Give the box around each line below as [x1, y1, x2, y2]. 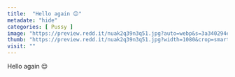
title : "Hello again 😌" [7, 10, 82, 17]
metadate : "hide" [7, 17, 58, 24]
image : [7, 29, 27, 37]
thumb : [7, 36, 27, 43]
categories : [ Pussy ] [7, 23, 73, 30]
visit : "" [7, 43, 36, 50]
